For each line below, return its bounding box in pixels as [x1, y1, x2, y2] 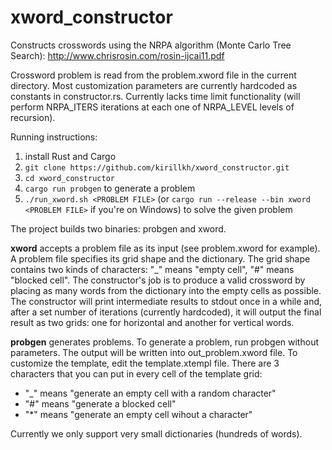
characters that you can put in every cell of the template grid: [10, 367, 263, 380]
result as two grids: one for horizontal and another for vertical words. [10, 316, 295, 328]
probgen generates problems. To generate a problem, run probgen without [10, 336, 319, 348]
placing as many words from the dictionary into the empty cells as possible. [10, 284, 322, 296]
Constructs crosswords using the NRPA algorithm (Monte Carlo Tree [10, 39, 292, 51]
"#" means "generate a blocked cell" [24, 397, 177, 410]
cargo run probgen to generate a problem [24, 182, 196, 194]
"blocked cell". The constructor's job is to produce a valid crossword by [10, 274, 306, 286]
